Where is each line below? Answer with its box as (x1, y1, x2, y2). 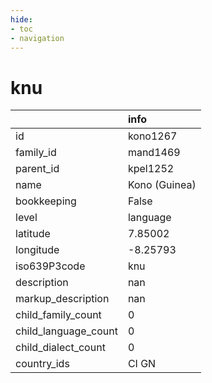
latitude (15, 227, 51, 241)
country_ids (15, 357, 70, 371)
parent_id (15, 162, 60, 176)
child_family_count (15, 308, 102, 322)
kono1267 (127, 129, 178, 143)
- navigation (10, 33, 65, 43)
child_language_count (15, 324, 118, 338)
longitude (15, 243, 60, 257)
